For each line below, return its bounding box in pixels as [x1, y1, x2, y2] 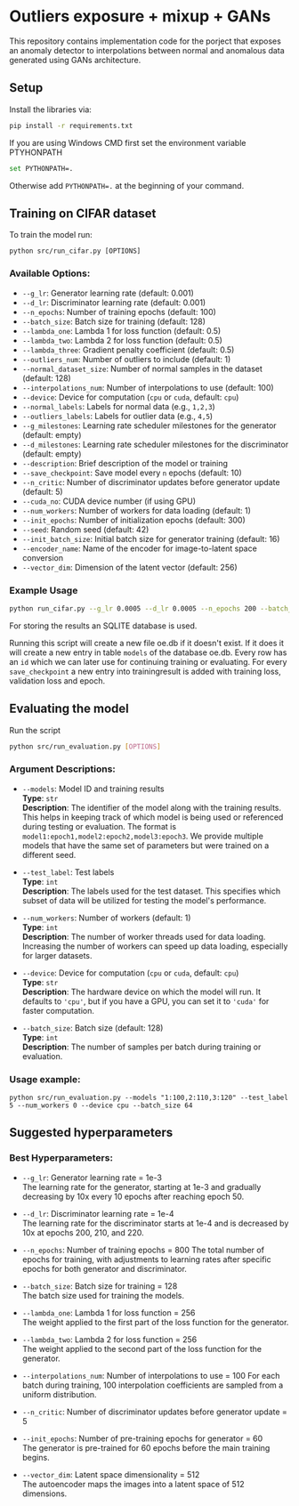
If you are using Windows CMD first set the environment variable [9, 137, 246, 148]
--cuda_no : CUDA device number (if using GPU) [21, 496, 197, 506]
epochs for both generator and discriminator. [21, 1263, 187, 1274]
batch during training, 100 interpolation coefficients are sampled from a [21, 1380, 284, 1390]
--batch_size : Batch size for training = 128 [21, 1280, 178, 1291]
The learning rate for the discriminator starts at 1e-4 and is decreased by [21, 1218, 289, 1228]
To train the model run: [9, 230, 93, 240]
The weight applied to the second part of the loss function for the [21, 1343, 263, 1354]
